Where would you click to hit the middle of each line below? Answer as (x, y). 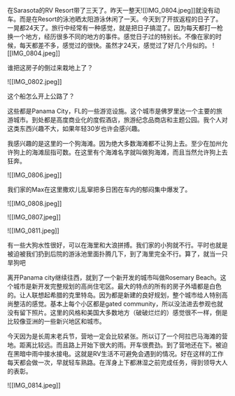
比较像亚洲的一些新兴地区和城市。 (56, 321)
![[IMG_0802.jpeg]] (35, 82)
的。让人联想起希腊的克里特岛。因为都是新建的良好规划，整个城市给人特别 (114, 295)
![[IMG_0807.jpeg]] (34, 217)
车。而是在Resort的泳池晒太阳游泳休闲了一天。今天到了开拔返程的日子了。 (115, 19)
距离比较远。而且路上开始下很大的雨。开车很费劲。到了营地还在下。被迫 (123, 345)
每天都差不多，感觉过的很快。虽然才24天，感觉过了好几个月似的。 (115, 45)
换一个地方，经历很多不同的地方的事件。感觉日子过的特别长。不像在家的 (111, 36)
